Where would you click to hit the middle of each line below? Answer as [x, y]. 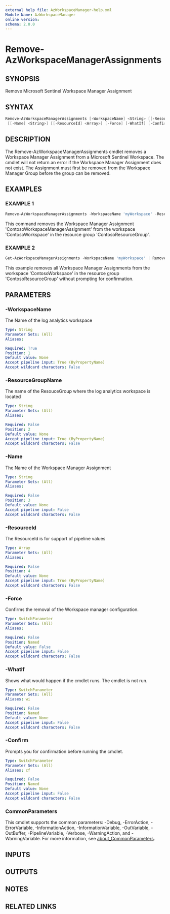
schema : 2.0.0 [20, 24]
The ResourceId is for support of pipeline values [55, 538]
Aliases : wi [18, 699]
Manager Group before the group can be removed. [58, 173]
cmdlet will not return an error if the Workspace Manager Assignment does [83, 162]
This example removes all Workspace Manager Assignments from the [78, 268]
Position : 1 [18, 353]
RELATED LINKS [31, 906]
